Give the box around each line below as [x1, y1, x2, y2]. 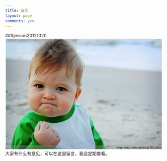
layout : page [5, 13, 32, 18]
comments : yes [5, 18, 35, 23]
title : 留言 [5, 8, 28, 13]
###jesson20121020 [5, 33, 47, 39]
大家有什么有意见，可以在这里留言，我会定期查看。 [5, 150, 110, 156]
